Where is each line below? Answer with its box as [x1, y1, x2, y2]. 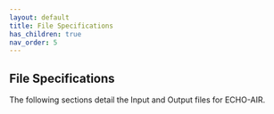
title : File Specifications [9, 21, 114, 30]
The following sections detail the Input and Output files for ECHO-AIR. [9, 94, 266, 105]
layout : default [9, 12, 70, 22]
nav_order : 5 [9, 37, 58, 47]
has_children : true [9, 29, 82, 38]
